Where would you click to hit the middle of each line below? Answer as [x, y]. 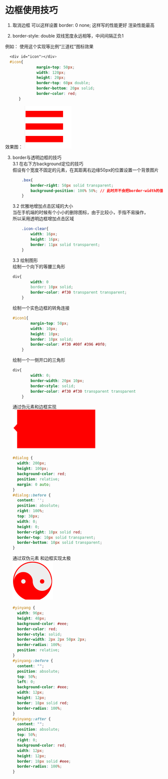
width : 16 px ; [44, 234]
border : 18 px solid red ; [43, 703]
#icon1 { [20, 318]
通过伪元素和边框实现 [34, 407]
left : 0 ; [26, 682]
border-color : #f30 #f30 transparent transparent [83, 391]
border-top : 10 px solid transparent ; [56, 537]
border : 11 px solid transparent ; [65, 245]
